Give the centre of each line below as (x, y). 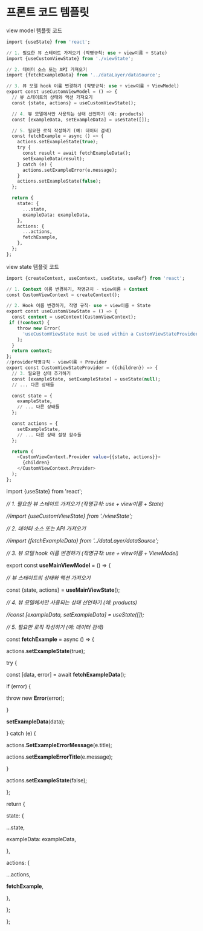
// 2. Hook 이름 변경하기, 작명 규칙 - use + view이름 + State (79, 306)
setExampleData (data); (36, 721)
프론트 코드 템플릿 (48, 12)
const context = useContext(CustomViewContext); (74, 317)
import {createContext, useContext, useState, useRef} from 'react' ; (96, 278)
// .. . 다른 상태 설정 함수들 (49, 435)
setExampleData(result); (53, 158)
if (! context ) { (29, 323)
